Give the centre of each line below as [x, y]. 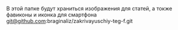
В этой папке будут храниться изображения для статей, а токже [89, 9]
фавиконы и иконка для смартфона [52, 15]
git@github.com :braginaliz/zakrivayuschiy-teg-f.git [69, 21]
